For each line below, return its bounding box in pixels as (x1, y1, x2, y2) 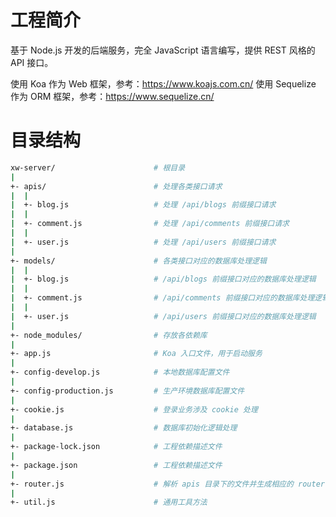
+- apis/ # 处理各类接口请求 (10, 181, 223, 191)
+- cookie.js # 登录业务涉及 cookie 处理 (10, 404, 258, 415)
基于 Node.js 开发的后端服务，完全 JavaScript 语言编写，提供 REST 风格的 (10, 44, 316, 56)
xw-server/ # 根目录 (10, 162, 186, 173)
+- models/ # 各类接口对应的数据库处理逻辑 (10, 256, 267, 266)
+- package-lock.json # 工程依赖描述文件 (10, 442, 223, 452)
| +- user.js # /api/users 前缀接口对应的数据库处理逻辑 (10, 311, 317, 321)
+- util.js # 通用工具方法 (10, 497, 208, 508)
